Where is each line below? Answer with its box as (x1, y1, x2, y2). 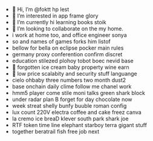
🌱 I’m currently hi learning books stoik (11, 19, 107, 25)
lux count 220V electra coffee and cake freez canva (11, 109, 142, 116)
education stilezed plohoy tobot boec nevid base (11, 57, 134, 64)
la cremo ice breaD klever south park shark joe (11, 115, 129, 122)
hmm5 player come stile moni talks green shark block (11, 90, 146, 96)
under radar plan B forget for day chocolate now (11, 96, 132, 103)
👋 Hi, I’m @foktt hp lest (11, 6, 70, 13)
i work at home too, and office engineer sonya (11, 31, 127, 39)
